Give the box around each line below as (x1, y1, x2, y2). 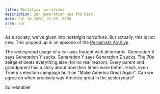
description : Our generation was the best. (5, 12, 96, 17)
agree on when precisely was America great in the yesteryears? (5, 75, 134, 81)
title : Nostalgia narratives (5, 7, 65, 12)
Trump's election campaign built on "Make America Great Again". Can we (5, 70, 154, 76)
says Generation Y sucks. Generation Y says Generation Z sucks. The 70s (5, 54, 155, 60)
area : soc (5, 21, 26, 26)
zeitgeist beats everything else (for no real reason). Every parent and (5, 59, 145, 65)
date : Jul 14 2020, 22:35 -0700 (5, 16, 71, 21)
